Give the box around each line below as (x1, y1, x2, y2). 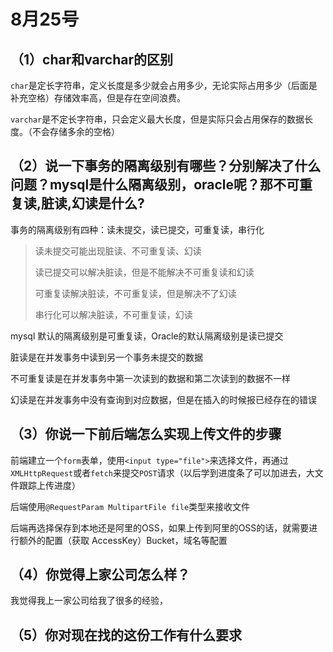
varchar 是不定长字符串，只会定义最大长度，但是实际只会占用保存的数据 (10, 113, 305, 125)
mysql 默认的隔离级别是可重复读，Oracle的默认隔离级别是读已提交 (10, 330, 284, 342)
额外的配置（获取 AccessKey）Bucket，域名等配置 (18, 534, 228, 546)
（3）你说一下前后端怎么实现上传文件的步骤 (10, 426, 282, 443)
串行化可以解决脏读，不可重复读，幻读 (34, 308, 193, 320)
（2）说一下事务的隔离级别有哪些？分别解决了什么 (10, 158, 322, 175)
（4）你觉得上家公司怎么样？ (10, 566, 191, 584)
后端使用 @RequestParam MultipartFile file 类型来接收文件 (10, 500, 251, 512)
